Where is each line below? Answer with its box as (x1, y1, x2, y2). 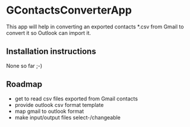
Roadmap (6, 79, 43, 89)
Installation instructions (6, 47, 96, 57)
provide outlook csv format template (14, 101, 104, 108)
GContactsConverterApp (6, 4, 132, 17)
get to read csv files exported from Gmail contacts (14, 95, 138, 102)
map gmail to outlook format (14, 108, 84, 115)
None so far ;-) (6, 62, 43, 69)
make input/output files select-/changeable (14, 113, 121, 121)
